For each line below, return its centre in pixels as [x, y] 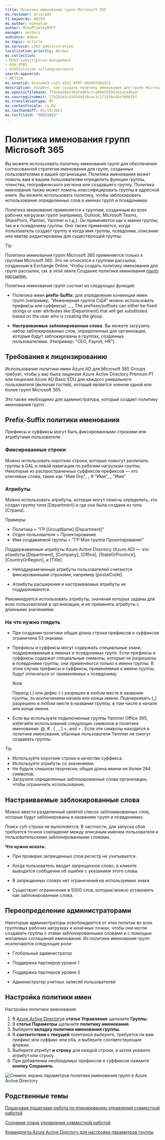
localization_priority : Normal [37, 51]
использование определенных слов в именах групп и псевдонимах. [77, 200]
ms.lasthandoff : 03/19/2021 [34, 111]
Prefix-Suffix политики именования [62, 420]
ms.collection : [21, 55]
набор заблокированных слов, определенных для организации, [79, 331]
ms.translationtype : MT [29, 102]
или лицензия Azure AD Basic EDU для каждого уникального [69, 379]
